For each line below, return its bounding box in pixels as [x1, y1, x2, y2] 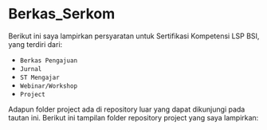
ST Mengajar [19, 73, 60, 81]
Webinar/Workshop [19, 81, 78, 90]
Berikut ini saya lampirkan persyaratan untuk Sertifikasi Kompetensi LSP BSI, [8, 31, 260, 41]
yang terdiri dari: [8, 39, 63, 49]
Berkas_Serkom [8, 5, 116, 23]
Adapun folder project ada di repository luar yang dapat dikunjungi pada [8, 104, 245, 114]
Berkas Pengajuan [19, 57, 78, 65]
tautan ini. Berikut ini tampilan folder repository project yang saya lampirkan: [8, 112, 259, 122]
